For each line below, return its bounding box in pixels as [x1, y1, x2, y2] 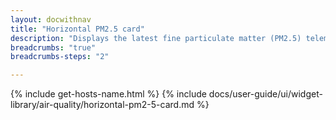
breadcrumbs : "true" [10, 42, 97, 53]
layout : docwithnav [10, 14, 92, 25]
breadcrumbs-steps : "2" [10, 52, 110, 62]
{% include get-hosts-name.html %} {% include [10, 88, 207, 100]
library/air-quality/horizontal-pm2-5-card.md [10, 99, 195, 111]
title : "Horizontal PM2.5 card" [10, 24, 145, 34]
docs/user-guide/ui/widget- [208, 88, 323, 100]
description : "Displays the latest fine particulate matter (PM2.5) [10, 33, 302, 43]
